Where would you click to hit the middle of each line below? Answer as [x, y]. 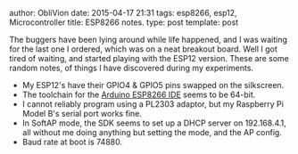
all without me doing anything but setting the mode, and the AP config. [152, 132]
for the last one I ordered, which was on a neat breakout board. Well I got [144, 49]
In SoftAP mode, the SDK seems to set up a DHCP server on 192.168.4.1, [154, 123]
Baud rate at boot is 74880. [72, 142]
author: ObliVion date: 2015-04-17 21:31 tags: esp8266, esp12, [124, 13]
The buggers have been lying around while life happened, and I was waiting [149, 40]
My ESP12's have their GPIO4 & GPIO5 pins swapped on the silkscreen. [153, 85]
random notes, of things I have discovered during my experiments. [132, 68]
